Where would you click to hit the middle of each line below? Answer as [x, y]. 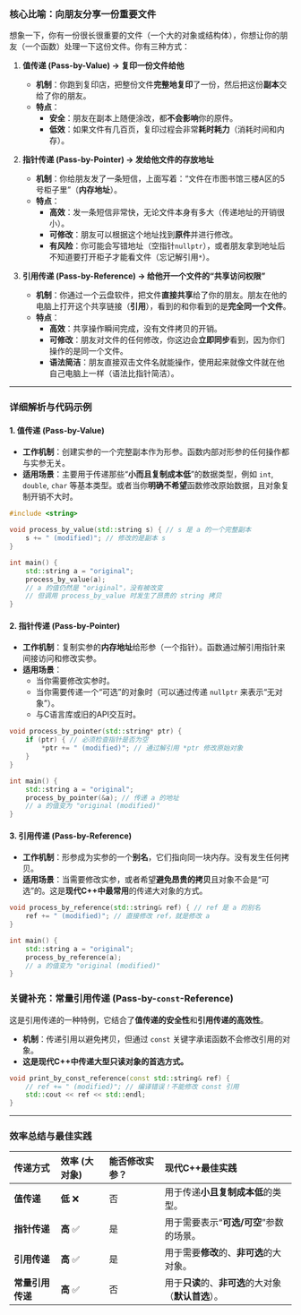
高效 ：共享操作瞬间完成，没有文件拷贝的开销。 [135, 329]
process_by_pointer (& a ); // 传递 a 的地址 [102, 798]
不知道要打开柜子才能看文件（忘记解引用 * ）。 [132, 257]
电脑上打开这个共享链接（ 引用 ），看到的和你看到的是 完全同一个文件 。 [163, 306]
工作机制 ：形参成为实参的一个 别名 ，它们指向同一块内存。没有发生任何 [152, 857]
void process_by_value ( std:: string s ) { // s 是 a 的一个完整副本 [130, 530]
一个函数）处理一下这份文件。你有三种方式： [107, 47]
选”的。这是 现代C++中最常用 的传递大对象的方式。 [115, 891]
